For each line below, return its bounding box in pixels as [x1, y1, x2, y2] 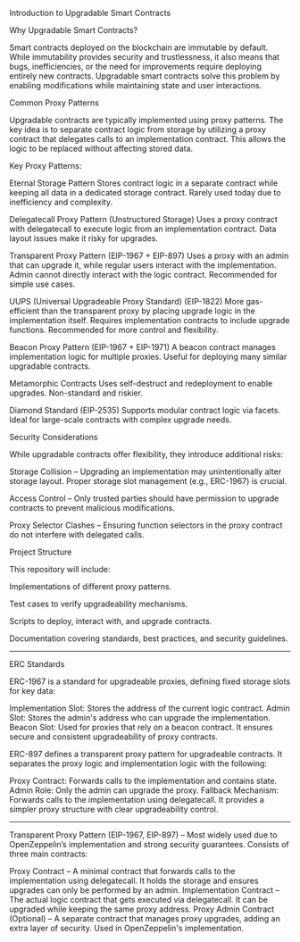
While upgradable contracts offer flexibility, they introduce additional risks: [9, 449, 284, 459]
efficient [9, 305, 40, 316]
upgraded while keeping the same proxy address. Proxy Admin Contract [9, 904, 275, 914]
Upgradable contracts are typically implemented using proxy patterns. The [9, 115, 284, 125]
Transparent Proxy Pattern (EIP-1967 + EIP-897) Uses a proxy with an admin [9, 250, 289, 261]
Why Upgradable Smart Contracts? [9, 25, 138, 35]
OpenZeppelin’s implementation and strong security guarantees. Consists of [9, 839, 290, 849]
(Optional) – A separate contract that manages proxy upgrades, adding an [9, 913, 281, 923]
